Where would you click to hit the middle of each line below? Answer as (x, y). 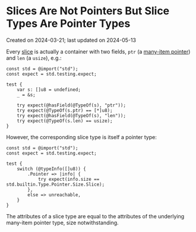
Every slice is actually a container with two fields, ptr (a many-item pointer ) (98, 51)
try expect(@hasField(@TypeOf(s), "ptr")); (72, 105)
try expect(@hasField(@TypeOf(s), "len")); (72, 115)
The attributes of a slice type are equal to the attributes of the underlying (95, 216)
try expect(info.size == (69, 179)
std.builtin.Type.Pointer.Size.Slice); (56, 184)
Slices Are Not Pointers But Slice (88, 11)
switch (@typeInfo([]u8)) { (51, 169)
